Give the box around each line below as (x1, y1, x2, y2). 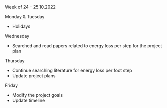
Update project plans (12, 73, 56, 79)
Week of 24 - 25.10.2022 (5, 4, 56, 10)
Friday (5, 82, 18, 88)
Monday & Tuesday (5, 14, 45, 19)
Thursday (5, 58, 25, 64)
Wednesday (5, 33, 30, 39)
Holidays (12, 23, 31, 29)
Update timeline (12, 97, 45, 103)
